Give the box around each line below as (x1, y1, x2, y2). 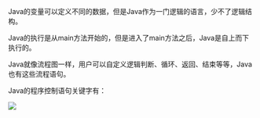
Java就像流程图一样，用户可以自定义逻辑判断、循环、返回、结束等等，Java (8, 59, 253, 69)
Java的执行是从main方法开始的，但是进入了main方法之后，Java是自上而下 (8, 34, 250, 42)
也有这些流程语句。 (8, 70, 71, 78)
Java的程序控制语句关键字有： (8, 86, 107, 95)
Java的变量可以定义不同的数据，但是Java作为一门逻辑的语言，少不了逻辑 (8, 7, 246, 16)
